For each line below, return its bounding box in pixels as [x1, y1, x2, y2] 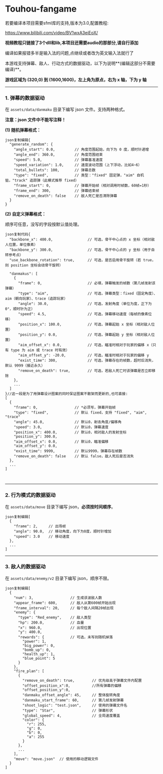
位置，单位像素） [8, 242, 38, 247]
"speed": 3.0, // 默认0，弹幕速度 [14, 425, 109, 430]
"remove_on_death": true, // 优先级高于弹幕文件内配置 [22, 678, 142, 683]
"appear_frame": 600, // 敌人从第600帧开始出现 [14, 600, 116, 605]
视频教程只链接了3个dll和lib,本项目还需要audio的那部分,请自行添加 [5, 40, 139, 46]
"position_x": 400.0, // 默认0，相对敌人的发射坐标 [14, 430, 127, 435]
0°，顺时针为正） [5, 306, 35, 311]
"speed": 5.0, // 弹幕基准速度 [14, 158, 103, 162]
